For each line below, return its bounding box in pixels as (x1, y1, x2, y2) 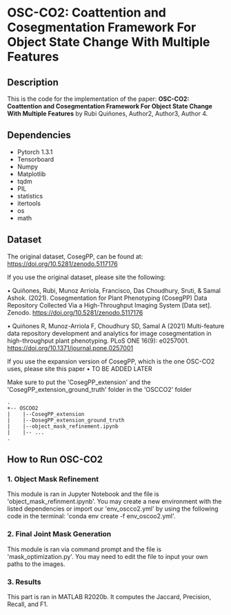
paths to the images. (7, 560, 66, 568)
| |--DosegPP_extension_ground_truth (7, 417, 125, 424)
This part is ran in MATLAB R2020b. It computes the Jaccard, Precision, (7, 592, 212, 600)
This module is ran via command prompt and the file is (7, 545, 162, 553)
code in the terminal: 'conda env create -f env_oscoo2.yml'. (7, 512, 176, 520)
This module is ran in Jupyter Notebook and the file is (7, 490, 160, 498)
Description (7, 76, 59, 88)
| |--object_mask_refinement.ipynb (7, 423, 119, 430)
